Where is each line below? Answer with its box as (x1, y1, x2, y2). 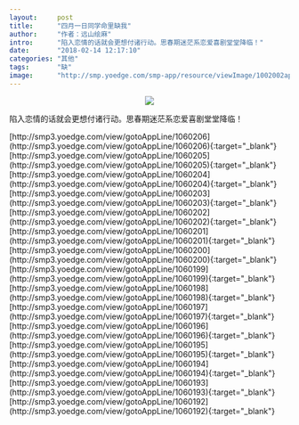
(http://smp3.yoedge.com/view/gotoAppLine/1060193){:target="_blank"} (9, 387, 276, 397)
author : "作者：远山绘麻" (9, 29, 112, 38)
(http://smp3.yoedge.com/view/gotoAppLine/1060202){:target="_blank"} (9, 216, 278, 227)
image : (9, 71, 34, 80)
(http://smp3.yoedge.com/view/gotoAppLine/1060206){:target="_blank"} (9, 140, 278, 151)
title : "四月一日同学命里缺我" (9, 21, 132, 30)
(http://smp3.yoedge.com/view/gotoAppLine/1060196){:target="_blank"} (9, 330, 276, 340)
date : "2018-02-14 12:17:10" (9, 46, 141, 55)
